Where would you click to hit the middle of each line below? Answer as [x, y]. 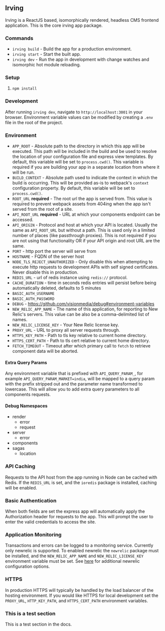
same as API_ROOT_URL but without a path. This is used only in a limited [83, 230]
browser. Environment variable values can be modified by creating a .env [79, 117]
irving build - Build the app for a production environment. [72, 49]
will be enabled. [21, 487]
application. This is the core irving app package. [54, 25]
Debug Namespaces [26, 406]
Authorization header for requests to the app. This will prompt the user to [79, 516]
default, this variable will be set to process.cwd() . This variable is [78, 162]
